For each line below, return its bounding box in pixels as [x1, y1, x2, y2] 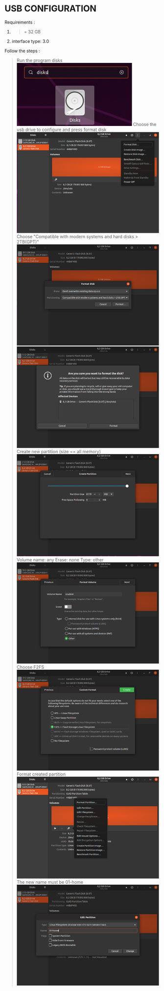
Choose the [133, 121, 157, 127]
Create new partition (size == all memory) [16, 448, 101, 454]
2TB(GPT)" [16, 239, 39, 245]
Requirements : [4, 19, 35, 25]
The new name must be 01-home [16, 879, 84, 885]
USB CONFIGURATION [4, 3, 96, 14]
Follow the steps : [4, 48, 40, 54]
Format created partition [16, 771, 66, 777]
